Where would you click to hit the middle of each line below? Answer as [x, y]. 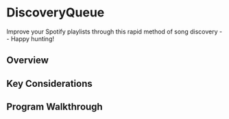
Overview [28, 61]
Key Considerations [50, 83]
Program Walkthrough [55, 107]
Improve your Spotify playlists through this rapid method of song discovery [112, 31]
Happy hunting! [33, 38]
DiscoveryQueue [56, 13]
